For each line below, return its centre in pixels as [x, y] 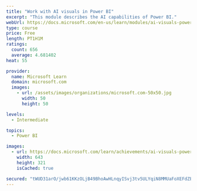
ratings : [17, 45]
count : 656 [25, 50]
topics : [16, 130]
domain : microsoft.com [39, 82]
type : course [22, 28]
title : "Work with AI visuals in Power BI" [60, 11]
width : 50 [33, 98]
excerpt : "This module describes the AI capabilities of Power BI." [91, 17]
